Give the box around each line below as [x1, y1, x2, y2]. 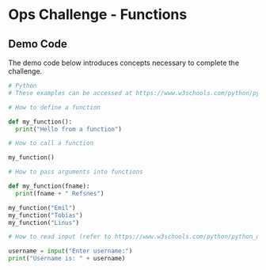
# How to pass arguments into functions [8, 168, 144, 176]
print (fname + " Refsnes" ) [15, 189, 104, 197]
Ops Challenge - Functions [8, 6, 188, 24]
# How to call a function [8, 139, 93, 147]
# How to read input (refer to [8, 233, 112, 241]
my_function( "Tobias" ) [8, 211, 83, 219]
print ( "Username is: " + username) [8, 255, 126, 263]
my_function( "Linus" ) [8, 219, 80, 226]
